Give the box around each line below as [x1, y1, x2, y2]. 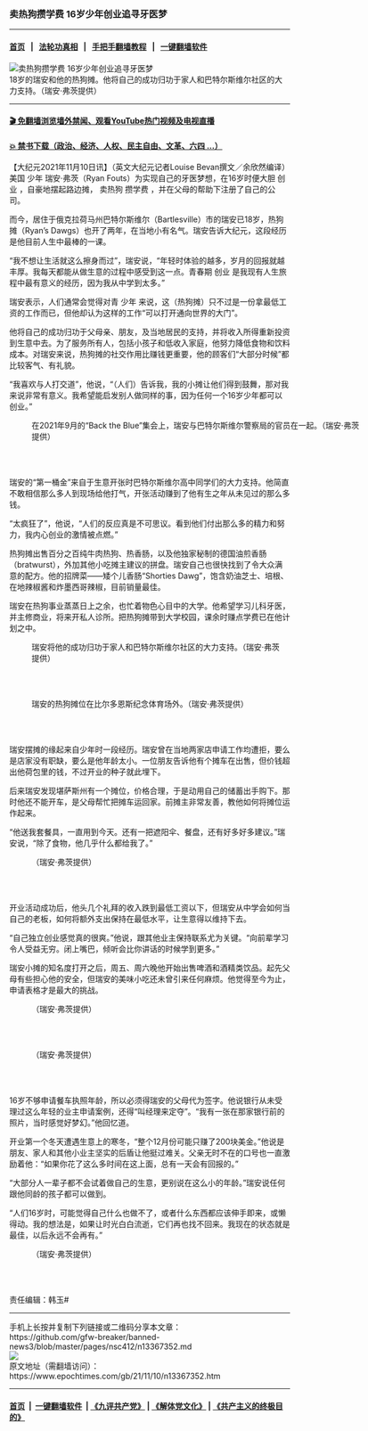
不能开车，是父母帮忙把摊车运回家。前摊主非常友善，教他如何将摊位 [32, 797, 282, 807]
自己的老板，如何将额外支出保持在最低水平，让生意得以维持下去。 [9, 913, 251, 924]
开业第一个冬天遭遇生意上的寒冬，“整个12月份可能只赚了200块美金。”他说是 [9, 1136, 285, 1147]
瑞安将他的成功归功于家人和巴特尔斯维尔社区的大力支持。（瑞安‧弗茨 [31, 642, 281, 652]
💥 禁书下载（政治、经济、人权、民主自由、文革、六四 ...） [9, 140, 223, 151]
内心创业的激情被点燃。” [32, 529, 119, 540]
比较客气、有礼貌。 [9, 360, 80, 371]
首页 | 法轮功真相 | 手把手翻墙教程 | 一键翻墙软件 [9, 41, 208, 52]
